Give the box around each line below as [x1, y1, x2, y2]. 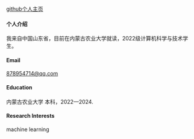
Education [6, 84, 33, 91]
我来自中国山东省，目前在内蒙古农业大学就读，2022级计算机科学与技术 [6, 35, 183, 42]
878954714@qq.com [6, 70, 58, 77]
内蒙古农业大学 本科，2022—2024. [6, 98, 93, 105]
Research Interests [6, 112, 55, 120]
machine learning [6, 126, 49, 133]
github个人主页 [6, 5, 43, 12]
